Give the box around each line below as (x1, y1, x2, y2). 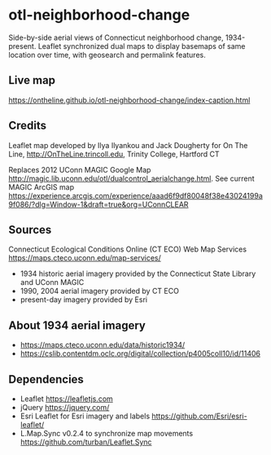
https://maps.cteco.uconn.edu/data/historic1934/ (20, 340, 186, 350)
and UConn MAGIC (20, 278, 85, 287)
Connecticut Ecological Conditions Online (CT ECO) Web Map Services (8, 244, 247, 254)
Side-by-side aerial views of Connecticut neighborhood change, (8, 33, 224, 42)
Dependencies (8, 372, 84, 386)
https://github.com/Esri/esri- (151, 411, 247, 421)
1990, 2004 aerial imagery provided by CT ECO (20, 287, 179, 296)
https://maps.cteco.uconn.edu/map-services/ (8, 253, 161, 263)
